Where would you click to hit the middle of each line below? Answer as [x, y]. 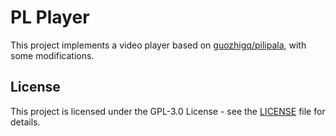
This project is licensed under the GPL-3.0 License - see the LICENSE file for [168, 111]
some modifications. [52, 55]
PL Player [50, 17]
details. [25, 122]
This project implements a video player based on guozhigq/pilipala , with [158, 45]
